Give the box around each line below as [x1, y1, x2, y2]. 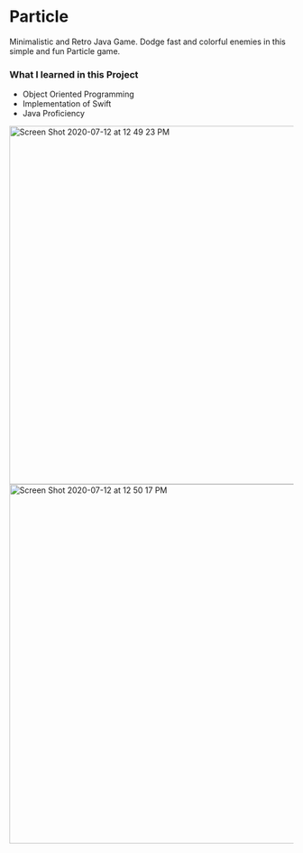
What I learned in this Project [9, 68, 139, 80]
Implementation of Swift [22, 98, 112, 109]
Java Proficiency [22, 108, 86, 119]
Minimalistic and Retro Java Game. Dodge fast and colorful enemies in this [9, 36, 286, 47]
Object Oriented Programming [22, 88, 135, 100]
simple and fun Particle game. [9, 45, 121, 56]
